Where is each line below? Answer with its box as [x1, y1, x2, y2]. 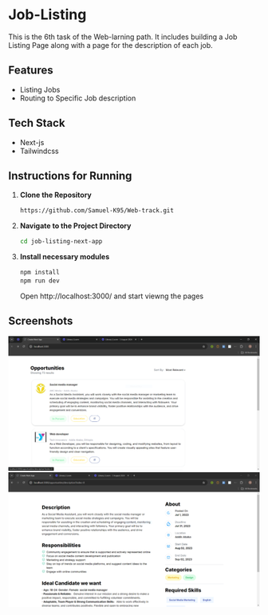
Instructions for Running [8, 169, 132, 183]
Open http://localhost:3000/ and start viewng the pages [19, 291, 204, 301]
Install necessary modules [19, 252, 110, 262]
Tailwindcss [19, 146, 59, 156]
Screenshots [8, 314, 73, 328]
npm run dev [19, 277, 60, 285]
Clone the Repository [19, 190, 92, 200]
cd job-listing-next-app [19, 238, 103, 246]
